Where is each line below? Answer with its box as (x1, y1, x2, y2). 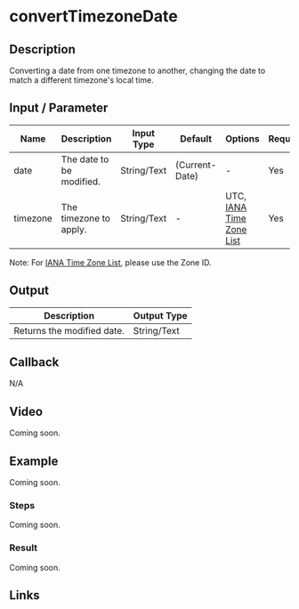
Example (9, 453, 59, 468)
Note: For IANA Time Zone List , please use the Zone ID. (9, 256, 212, 268)
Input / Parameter (9, 101, 109, 116)
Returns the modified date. (13, 324, 125, 337)
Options (225, 132, 260, 144)
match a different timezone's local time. (9, 75, 154, 85)
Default (180, 132, 212, 144)
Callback (9, 354, 60, 370)
